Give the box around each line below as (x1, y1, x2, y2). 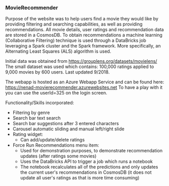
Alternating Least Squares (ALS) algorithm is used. (5, 48, 111, 55)
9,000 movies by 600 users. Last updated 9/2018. (5, 69, 110, 75)
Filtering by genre (12, 109, 50, 116)
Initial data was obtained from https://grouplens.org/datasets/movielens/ (5, 58, 157, 64)
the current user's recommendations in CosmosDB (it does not (20, 169, 152, 175)
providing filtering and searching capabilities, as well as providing (5, 21, 143, 27)
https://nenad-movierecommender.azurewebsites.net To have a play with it (5, 84, 163, 90)
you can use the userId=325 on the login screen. (5, 90, 108, 96)
